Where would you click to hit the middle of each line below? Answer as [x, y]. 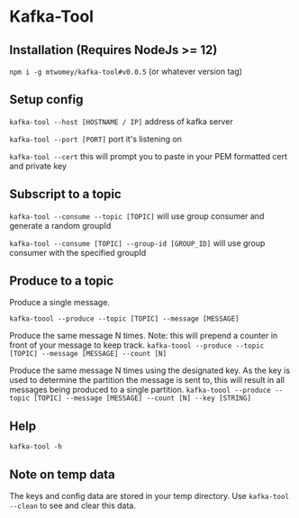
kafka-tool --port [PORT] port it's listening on [96, 139]
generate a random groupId [60, 225]
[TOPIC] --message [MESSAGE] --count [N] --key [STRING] [142, 398]
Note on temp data [62, 474]
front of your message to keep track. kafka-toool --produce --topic [137, 345]
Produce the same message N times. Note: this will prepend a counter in [144, 336]
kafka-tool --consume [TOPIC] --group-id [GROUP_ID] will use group [137, 243]
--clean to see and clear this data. [73, 505]
